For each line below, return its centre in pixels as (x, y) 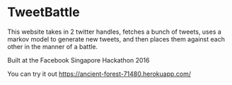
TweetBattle (43, 12)
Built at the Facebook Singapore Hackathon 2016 (79, 60)
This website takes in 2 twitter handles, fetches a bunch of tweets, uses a (114, 32)
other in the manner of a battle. (52, 46)
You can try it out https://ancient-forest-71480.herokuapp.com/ (99, 74)
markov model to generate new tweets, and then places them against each (116, 39)
